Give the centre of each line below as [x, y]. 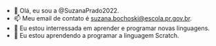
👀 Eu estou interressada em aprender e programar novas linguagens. [112, 28]
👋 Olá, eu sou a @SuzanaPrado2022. [66, 11]
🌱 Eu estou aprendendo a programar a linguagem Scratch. [96, 35]
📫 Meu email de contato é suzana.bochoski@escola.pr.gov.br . [102, 18]
